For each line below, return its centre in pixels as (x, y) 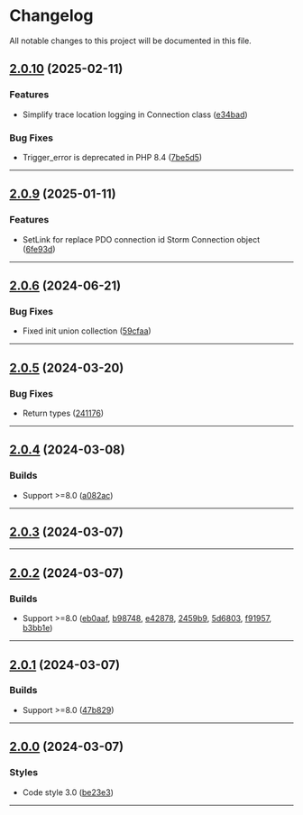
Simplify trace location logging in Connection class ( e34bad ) (135, 114)
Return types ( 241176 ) (63, 413)
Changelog (51, 16)
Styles (24, 773)
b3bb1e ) (37, 628)
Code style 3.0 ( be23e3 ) (68, 792)
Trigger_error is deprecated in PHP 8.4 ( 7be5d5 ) (112, 157)
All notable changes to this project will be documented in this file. (131, 41)
